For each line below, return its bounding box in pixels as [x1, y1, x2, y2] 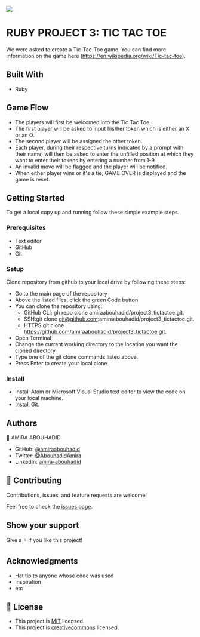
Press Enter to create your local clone [14, 359, 107, 367]
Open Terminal [14, 334, 52, 341]
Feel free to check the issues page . [6, 503, 93, 510]
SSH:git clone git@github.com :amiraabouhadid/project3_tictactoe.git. [23, 315, 195, 322]
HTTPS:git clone [23, 321, 64, 328]
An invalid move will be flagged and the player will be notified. [14, 163, 168, 170]
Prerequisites [6, 224, 46, 232]
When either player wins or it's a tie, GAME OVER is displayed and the [14, 169, 186, 176]
